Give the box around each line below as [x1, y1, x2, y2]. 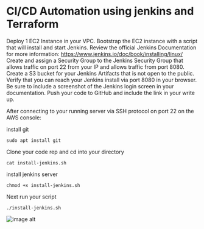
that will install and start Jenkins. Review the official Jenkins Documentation [6, 44, 197, 51]
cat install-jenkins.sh [6, 160, 67, 166]
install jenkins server [6, 171, 58, 178]
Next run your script [6, 193, 57, 200]
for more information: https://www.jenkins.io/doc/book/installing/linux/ [6, 50, 183, 57]
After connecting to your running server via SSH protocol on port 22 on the [6, 107, 194, 114]
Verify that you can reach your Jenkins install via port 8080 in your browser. [6, 76, 197, 83]
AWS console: [6, 114, 41, 121]
